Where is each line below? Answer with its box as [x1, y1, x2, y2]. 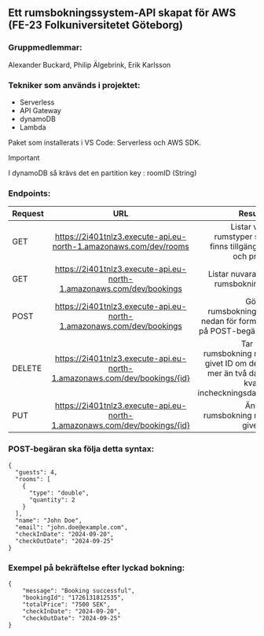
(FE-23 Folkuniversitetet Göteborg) [8, 19, 183, 32]
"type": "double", [28, 489, 90, 497]
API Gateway [19, 105, 61, 115]
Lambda [19, 122, 46, 132]
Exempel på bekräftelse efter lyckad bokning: [8, 562, 185, 573]
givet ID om [204, 358, 247, 369]
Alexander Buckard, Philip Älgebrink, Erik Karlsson [8, 60, 171, 69]
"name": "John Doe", [15, 517, 82, 524]
